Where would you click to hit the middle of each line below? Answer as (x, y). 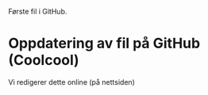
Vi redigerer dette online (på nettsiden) (71, 82)
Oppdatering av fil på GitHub (104, 44)
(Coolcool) (44, 61)
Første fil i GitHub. (38, 11)
